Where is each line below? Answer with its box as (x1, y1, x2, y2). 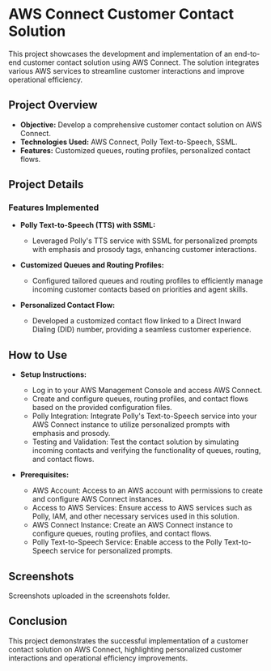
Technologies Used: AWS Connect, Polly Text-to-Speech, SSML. (19, 137, 238, 147)
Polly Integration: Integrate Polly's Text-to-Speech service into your (32, 411, 257, 421)
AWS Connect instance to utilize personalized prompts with (32, 420, 231, 430)
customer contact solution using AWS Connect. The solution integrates (23, 58, 260, 67)
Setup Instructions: (19, 370, 87, 379)
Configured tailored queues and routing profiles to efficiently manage (32, 276, 264, 286)
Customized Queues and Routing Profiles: (19, 260, 164, 270)
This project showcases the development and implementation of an (8, 49, 233, 58)
